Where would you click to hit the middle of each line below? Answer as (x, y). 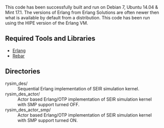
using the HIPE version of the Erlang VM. (47, 23)
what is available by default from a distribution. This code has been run (78, 18)
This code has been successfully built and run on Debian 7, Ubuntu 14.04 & (82, 7)
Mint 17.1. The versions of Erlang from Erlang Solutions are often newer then (82, 12)
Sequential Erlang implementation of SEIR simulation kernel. (79, 88)
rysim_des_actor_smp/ (28, 110)
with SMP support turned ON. (48, 120)
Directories (23, 71)
